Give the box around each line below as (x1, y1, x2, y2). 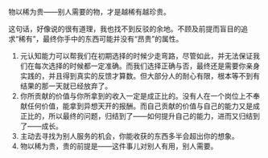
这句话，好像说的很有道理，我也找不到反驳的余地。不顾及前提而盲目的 (8, 24, 241, 34)
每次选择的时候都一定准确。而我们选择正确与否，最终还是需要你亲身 (34, 61, 260, 71)
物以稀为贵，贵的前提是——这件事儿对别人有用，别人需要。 (19, 141, 218, 151)
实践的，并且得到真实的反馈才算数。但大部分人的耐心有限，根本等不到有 (19, 71, 260, 80)
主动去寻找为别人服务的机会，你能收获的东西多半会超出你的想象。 (19, 132, 239, 140)
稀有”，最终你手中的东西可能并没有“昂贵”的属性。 (19, 34, 183, 43)
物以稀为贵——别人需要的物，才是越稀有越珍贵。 (8, 7, 171, 16)
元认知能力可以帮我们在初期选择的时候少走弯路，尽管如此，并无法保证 (19, 51, 254, 60)
